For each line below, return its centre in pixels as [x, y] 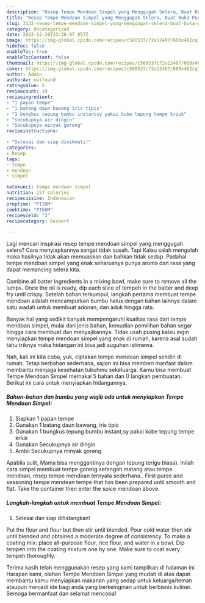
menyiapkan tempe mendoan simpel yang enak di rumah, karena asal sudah [102, 338]
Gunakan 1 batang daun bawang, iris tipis [67, 425]
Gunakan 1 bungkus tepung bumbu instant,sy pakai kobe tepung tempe [105, 432]
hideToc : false [26, 46]
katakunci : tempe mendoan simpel [49, 187]
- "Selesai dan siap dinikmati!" [49, 142]
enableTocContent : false [38, 57]
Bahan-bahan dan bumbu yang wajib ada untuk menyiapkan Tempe [95, 396]
